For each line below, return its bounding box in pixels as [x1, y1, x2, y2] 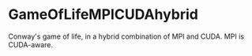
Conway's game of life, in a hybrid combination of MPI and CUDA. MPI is [8, 32, 245, 41]
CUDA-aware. [8, 39, 54, 49]
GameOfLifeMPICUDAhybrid [8, 6, 199, 24]
